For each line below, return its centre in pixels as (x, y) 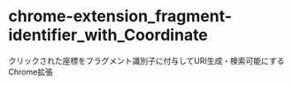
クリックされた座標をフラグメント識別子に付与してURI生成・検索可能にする (146, 60)
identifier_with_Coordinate (108, 35)
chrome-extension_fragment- (120, 16)
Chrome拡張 (31, 72)
